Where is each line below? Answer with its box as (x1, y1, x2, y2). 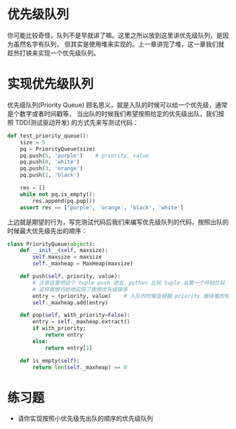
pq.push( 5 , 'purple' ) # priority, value (20, 152, 150, 159)
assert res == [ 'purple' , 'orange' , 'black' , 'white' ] (20, 204, 184, 211)
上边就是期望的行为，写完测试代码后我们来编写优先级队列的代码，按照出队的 (7, 218, 229, 226)
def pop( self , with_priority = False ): (20, 311, 131, 319)
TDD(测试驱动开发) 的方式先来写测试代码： (15, 118, 139, 127)
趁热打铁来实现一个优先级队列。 (7, 49, 100, 57)
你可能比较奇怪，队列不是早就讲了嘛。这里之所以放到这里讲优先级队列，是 (7, 31, 223, 39)
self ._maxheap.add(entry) (32, 299, 109, 306)
